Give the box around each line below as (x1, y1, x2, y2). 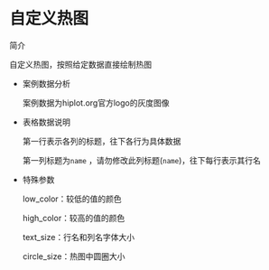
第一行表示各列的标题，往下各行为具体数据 (22, 135, 181, 146)
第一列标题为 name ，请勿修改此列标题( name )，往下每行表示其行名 (22, 154, 262, 165)
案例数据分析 (22, 78, 70, 88)
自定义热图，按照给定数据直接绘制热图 (9, 59, 152, 70)
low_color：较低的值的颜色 (22, 193, 122, 204)
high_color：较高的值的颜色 (22, 212, 125, 223)
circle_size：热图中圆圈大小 (22, 250, 125, 262)
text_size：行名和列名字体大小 (22, 231, 135, 242)
